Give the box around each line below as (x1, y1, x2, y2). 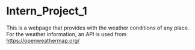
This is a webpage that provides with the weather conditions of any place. (6, 24, 190, 31)
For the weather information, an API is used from (6, 30, 127, 37)
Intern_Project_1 (6, 4, 87, 18)
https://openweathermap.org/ (6, 37, 80, 44)
